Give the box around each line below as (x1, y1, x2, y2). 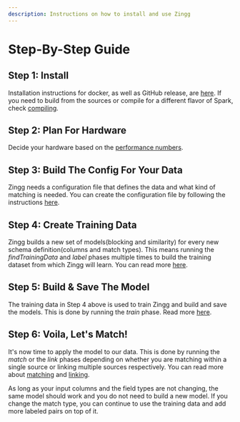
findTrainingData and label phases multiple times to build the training (8, 253, 211, 261)
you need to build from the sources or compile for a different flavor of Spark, (8, 96, 234, 104)
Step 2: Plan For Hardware (8, 124, 127, 136)
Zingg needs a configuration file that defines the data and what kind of (8, 183, 216, 191)
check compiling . (8, 104, 59, 112)
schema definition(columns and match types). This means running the (8, 246, 215, 254)
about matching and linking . (8, 370, 90, 378)
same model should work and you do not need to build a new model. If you (8, 391, 228, 400)
